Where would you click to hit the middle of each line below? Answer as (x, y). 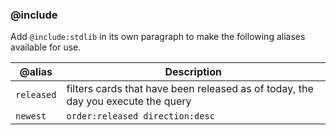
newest (31, 116)
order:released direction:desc (140, 116)
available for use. (46, 47)
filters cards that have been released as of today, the (190, 89)
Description (193, 72)
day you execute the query (129, 101)
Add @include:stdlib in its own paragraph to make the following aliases (158, 37)
